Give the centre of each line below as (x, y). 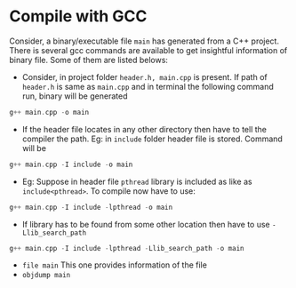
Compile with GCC (78, 16)
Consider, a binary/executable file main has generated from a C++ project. (144, 41)
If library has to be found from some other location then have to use (146, 224)
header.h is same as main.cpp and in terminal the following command (148, 86)
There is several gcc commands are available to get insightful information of (148, 50)
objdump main (46, 276)
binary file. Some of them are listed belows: (89, 60)
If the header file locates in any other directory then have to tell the (144, 129)
